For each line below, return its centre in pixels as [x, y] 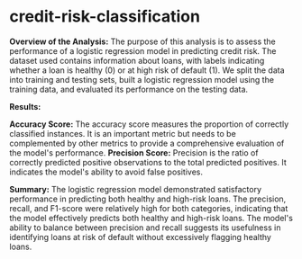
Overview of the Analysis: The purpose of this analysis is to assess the [143, 41]
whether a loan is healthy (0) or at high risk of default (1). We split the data [147, 70]
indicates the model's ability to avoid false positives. [106, 172]
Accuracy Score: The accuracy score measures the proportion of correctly [149, 124]
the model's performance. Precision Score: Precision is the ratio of [134, 152]
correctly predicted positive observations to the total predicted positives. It [148, 162]
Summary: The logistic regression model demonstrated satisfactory [135, 189]
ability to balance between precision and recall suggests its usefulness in [145, 228]
